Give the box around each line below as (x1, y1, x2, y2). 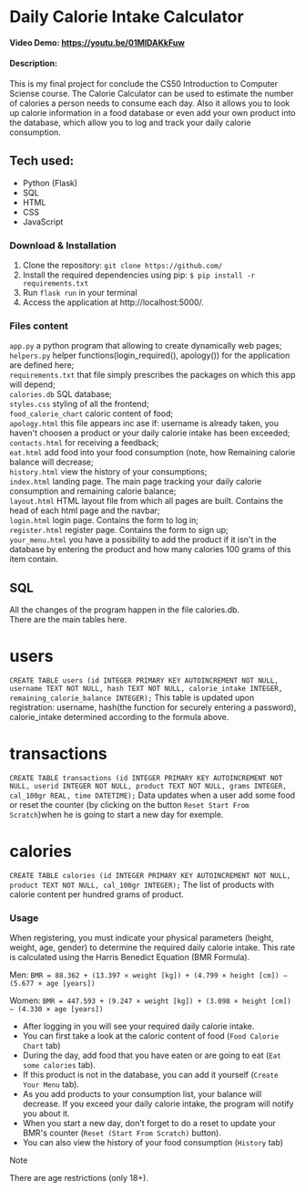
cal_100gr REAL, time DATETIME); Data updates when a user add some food (9, 789, 296, 800)
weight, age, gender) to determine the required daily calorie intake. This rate (9, 942, 296, 953)
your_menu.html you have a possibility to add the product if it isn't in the (9, 534, 278, 545)
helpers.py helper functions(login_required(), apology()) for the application (9, 350, 290, 361)
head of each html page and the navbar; (9, 505, 161, 517)
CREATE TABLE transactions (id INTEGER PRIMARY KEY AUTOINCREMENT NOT (9, 774, 283, 783)
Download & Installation (9, 239, 117, 252)
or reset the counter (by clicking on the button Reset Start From (9, 800, 250, 810)
